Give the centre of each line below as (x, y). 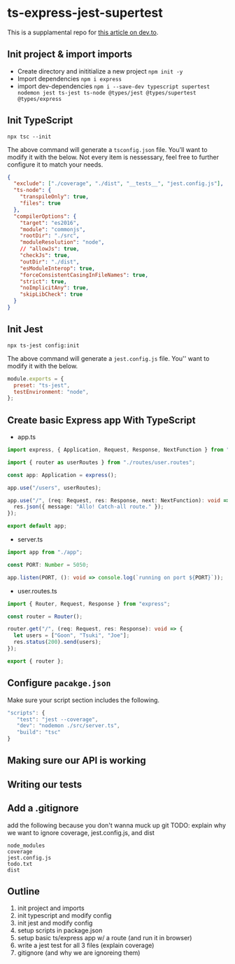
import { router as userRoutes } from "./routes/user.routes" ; (101, 462)
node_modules (26, 846)
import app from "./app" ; (45, 552)
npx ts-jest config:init (43, 345)
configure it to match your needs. (55, 164)
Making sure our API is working (77, 760)
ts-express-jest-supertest (85, 13)
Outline (23, 891)
